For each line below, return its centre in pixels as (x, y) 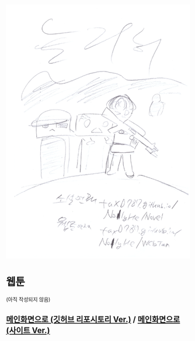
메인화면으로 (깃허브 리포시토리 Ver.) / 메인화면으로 (93, 320)
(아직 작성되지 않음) (28, 299)
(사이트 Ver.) (28, 331)
